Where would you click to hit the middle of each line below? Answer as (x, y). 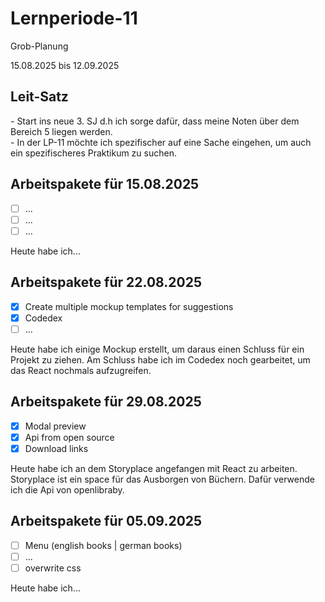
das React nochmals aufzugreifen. (81, 370)
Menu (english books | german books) (103, 545)
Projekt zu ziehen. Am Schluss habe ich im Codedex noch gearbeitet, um (160, 359)
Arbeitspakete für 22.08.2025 (106, 282)
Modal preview (55, 426)
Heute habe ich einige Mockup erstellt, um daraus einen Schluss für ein (157, 349)
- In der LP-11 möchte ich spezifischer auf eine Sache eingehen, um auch (161, 142)
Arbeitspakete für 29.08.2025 (106, 402)
